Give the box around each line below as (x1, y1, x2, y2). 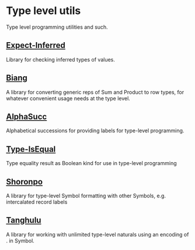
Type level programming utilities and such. (6, 23, 108, 30)
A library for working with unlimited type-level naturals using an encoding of (6, 231, 189, 238)
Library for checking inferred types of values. (6, 56, 115, 63)
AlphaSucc (6, 111, 47, 121)
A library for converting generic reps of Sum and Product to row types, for (6, 88, 184, 95)
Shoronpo (6, 177, 43, 187)
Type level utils (6, 4, 81, 18)
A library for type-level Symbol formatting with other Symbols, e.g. (6, 192, 166, 199)
